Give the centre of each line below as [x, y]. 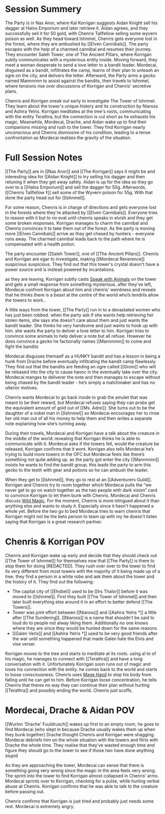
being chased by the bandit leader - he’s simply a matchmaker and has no [80, 382]
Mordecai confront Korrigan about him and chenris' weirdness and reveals [81, 289]
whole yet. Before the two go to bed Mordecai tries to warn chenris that [78, 511]
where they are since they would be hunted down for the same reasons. [85, 628]
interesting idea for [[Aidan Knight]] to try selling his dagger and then [75, 176]
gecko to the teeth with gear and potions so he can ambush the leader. [77, 470]
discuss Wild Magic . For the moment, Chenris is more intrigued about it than [82, 501]
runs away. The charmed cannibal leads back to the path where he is [75, 239]
